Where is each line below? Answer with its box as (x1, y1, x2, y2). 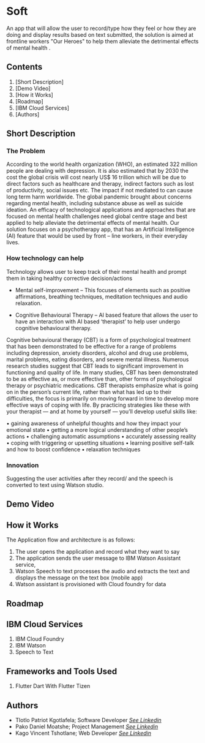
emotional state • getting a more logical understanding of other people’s (6, 426, 188, 433)
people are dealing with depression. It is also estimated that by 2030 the (6, 167, 188, 175)
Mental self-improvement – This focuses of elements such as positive (15, 286, 191, 293)
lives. (6, 239, 20, 246)
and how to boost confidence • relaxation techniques (6, 445, 141, 453)
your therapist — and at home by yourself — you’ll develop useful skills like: (6, 407, 198, 415)
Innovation (6, 461, 39, 469)
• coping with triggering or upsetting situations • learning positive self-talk (6, 439, 195, 447)
